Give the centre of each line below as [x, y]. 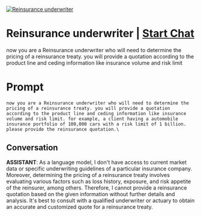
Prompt [25, 87]
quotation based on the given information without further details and [91, 194]
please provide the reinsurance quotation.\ [63, 129]
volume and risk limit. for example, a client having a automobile [92, 119]
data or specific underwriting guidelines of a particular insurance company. [99, 169]
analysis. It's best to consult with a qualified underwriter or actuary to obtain [100, 200]
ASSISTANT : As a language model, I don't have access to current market [97, 162]
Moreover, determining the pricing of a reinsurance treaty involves [88, 175]
